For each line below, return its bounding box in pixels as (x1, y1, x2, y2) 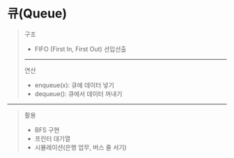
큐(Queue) (7, 6, 68, 22)
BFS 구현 (34, 125, 60, 134)
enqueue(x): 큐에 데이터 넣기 (34, 81, 115, 89)
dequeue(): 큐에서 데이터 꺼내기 (34, 89, 123, 97)
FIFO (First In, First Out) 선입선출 (34, 45, 127, 53)
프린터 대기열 (34, 134, 71, 143)
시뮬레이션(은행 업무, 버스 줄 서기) (34, 143, 127, 151)
